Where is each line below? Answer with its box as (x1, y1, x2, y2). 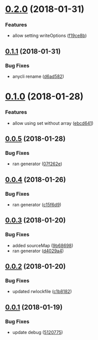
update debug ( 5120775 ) (12, 330, 63, 336)
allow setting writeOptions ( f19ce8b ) (12, 32, 87, 38)
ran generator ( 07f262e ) (12, 161, 63, 167)
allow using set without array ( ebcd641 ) (12, 120, 94, 126)
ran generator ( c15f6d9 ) (12, 202, 62, 208)
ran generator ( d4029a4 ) (12, 248, 64, 254)
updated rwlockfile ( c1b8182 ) (12, 289, 72, 295)
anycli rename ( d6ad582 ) (12, 73, 64, 79)
